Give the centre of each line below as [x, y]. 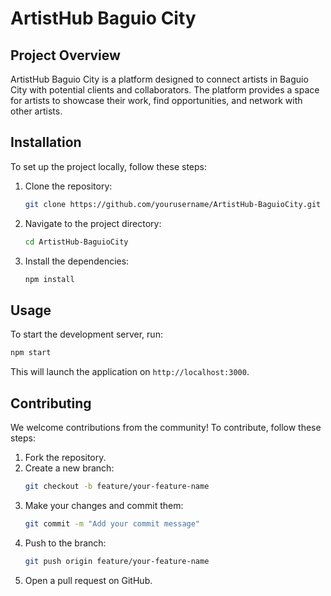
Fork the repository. [65, 457]
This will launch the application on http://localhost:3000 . [130, 372]
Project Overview [65, 55]
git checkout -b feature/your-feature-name [117, 486]
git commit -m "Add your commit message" [112, 523]
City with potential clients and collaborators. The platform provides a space [165, 90]
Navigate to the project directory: [93, 223]
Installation [46, 142]
